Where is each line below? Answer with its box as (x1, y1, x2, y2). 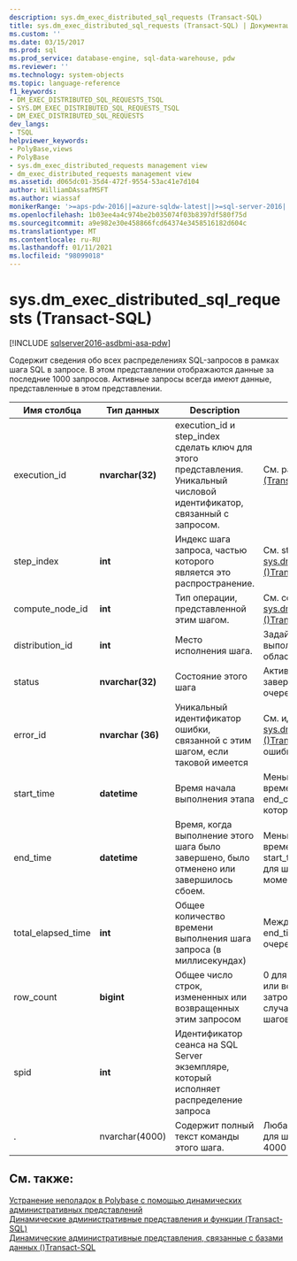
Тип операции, (174, 591, 238, 604)
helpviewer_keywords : (9, 136, 89, 145)
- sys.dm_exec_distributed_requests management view (9, 161, 208, 170)
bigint (99, 990, 126, 1003)
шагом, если (174, 745, 229, 757)
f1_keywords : (9, 87, 57, 96)
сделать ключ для (174, 441, 253, 453)
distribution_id (13, 639, 73, 651)
